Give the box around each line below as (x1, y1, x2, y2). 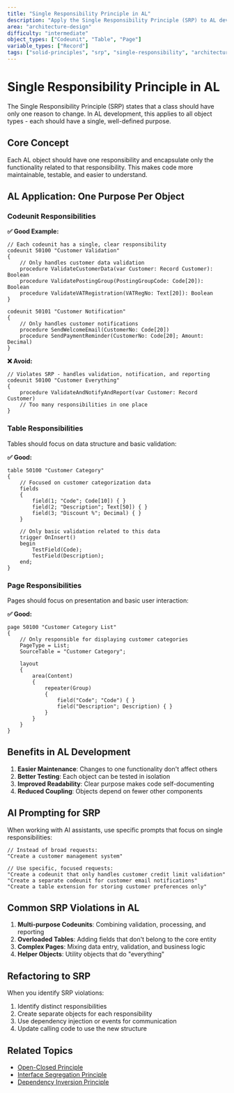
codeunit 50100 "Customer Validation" (7, 247, 120, 254)
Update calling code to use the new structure (17, 1025, 148, 1033)
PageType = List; (19, 642, 70, 649)
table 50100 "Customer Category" (7, 467, 104, 474)
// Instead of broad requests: (7, 846, 98, 853)
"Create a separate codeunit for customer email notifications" (7, 877, 198, 884)
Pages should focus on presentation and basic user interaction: (7, 596, 189, 605)
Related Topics (7, 1044, 73, 1056)
